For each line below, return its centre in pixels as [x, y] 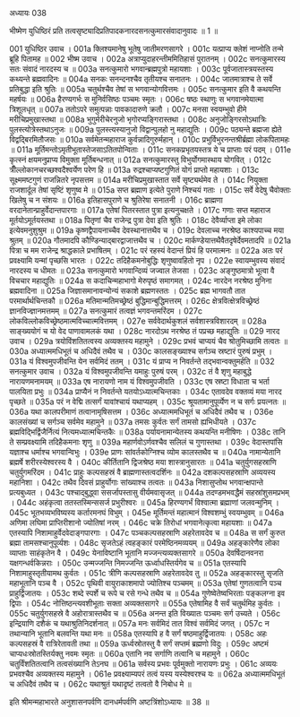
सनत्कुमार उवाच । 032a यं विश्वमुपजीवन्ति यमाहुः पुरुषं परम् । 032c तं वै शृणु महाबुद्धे [131, 371]
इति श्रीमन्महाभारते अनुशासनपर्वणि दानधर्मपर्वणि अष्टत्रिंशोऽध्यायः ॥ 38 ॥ [109, 702]
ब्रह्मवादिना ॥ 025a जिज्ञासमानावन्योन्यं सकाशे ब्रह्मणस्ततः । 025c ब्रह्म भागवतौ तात [128, 291]
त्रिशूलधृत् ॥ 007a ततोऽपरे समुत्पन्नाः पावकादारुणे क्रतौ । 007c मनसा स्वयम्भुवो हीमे [128, 109]
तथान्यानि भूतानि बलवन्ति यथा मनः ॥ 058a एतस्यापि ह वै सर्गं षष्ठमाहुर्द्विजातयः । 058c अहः [138, 634]
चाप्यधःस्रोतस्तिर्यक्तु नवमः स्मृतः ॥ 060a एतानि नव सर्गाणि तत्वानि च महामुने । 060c [129, 654]
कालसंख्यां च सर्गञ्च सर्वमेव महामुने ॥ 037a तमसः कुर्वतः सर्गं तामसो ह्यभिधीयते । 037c [133, 422]
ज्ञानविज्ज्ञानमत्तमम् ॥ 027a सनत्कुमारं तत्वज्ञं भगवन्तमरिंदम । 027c [106, 311]
